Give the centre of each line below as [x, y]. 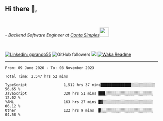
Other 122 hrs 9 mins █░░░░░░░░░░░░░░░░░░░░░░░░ [79, 110]
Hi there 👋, [21, 9]
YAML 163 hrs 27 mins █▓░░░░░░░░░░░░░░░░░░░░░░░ [79, 102]
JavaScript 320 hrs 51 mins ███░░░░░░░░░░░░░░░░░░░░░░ [79, 93]
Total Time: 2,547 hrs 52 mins [37, 76]
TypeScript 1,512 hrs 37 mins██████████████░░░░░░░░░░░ [80, 85]
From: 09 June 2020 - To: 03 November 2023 [50, 68]
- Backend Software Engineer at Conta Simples [52, 35]
